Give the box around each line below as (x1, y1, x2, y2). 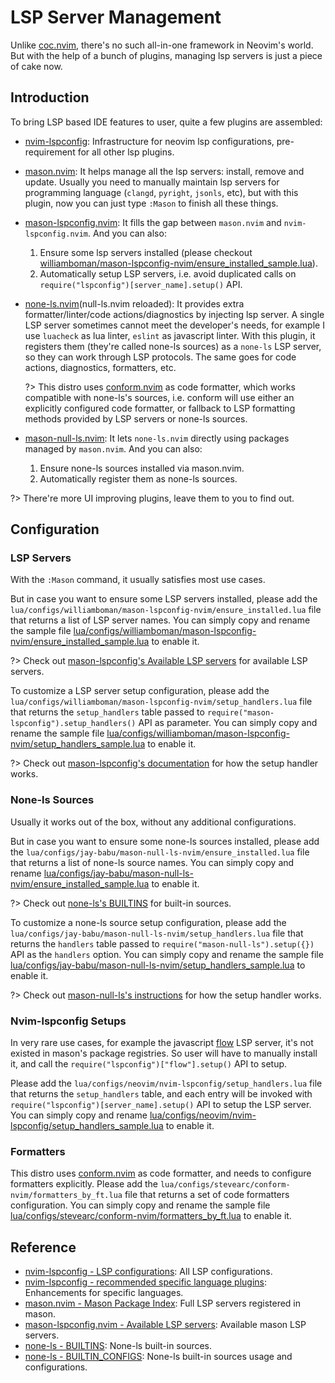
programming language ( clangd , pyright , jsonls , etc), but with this (24, 186, 299, 198)
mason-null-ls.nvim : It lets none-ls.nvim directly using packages (24, 432, 290, 444)
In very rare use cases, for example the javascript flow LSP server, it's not (10, 1037, 314, 1049)
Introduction (10, 89, 90, 106)
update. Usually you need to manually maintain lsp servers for (24, 176, 280, 188)
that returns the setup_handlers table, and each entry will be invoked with (10, 1088, 313, 1100)
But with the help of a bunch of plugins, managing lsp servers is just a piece (10, 49, 323, 61)
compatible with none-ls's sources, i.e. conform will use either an (24, 391, 295, 403)
